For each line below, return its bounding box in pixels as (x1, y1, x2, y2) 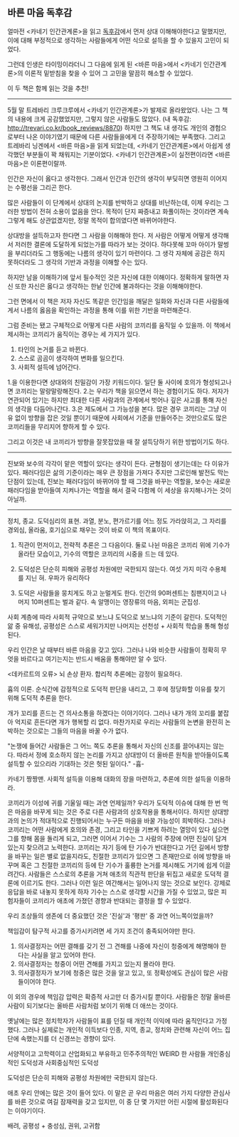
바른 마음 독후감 (7, 6, 73, 19)
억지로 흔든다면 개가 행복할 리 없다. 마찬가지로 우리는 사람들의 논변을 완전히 (14, 717, 224, 726)
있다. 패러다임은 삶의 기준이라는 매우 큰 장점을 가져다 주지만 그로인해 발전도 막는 (7, 468, 230, 477)
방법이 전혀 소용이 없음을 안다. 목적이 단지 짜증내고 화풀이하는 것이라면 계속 (20, 207, 230, 216)
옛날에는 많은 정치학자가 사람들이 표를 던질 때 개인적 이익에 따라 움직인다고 (7, 1016, 215, 1025)
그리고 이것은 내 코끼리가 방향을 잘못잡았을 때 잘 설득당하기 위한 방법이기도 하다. (7, 437, 230, 446)
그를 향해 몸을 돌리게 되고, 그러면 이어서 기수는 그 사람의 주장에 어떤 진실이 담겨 (7, 834, 228, 842)
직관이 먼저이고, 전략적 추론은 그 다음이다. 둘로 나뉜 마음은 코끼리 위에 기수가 (17, 540, 230, 549)
